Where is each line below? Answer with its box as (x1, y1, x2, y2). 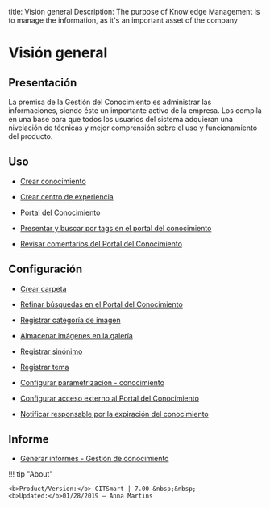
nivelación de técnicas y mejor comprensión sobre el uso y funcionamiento (8, 123, 258, 132)
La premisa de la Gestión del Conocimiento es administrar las (8, 97, 212, 107)
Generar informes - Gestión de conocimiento (19, 454, 169, 464)
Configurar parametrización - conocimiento (19, 377, 165, 387)
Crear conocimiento (19, 176, 86, 186)
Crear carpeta (19, 283, 67, 293)
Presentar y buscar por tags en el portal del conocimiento (19, 223, 212, 233)
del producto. (8, 132, 53, 141)
